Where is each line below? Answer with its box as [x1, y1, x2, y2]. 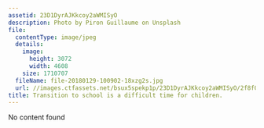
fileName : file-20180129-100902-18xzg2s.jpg [15, 76, 163, 84]
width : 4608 [28, 62, 68, 70]
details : [15, 41, 44, 48]
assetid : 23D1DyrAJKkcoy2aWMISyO [8, 11, 118, 20]
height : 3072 [28, 55, 72, 63]
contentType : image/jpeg [15, 33, 97, 41]
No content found [8, 112, 65, 122]
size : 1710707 [22, 69, 68, 77]
